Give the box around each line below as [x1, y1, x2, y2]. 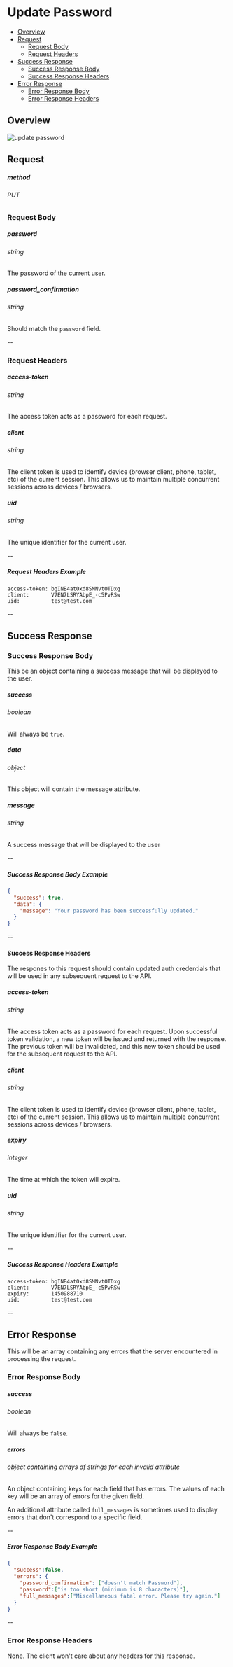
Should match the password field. [7, 324, 101, 333]
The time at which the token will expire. [7, 1176, 120, 1184]
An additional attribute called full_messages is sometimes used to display [7, 1505, 218, 1514]
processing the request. [7, 1355, 76, 1363]
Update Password [7, 4, 113, 20]
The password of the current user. [7, 269, 106, 277]
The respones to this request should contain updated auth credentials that [7, 964, 221, 973]
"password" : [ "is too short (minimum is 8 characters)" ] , [20, 1586, 190, 1593]
